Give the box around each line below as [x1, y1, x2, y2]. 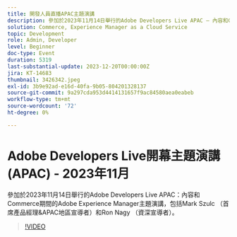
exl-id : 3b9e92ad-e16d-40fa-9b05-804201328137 [7, 83, 147, 90]
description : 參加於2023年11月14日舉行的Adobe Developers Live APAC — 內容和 [7, 17, 229, 24]
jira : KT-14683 [7, 69, 52, 76]
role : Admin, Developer [7, 37, 78, 44]
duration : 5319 [7, 57, 52, 64]
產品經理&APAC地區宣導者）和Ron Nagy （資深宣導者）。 [13, 208, 178, 216]
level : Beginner [7, 43, 55, 50]
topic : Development [7, 30, 65, 37]
